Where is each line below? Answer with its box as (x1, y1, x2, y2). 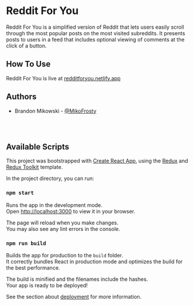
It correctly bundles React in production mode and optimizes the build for (6, 258, 183, 265)
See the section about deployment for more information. (6, 293, 142, 300)
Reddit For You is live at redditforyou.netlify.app (6, 74, 121, 81)
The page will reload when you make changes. (6, 219, 119, 226)
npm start (6, 189, 34, 196)
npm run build (6, 240, 46, 247)
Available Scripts (6, 142, 69, 152)
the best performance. (6, 264, 60, 271)
